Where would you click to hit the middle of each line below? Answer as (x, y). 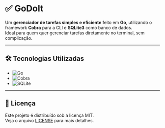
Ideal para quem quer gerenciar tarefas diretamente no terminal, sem (75, 33)
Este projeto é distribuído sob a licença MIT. (50, 115)
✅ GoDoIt (24, 9)
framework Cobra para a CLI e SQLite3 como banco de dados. (69, 27)
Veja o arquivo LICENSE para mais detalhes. (50, 120)
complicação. (19, 38)
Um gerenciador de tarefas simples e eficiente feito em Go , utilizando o (79, 22)
